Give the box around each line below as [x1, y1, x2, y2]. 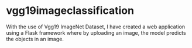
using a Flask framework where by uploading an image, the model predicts [6, 29, 186, 36]
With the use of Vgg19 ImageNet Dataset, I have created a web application [6, 23, 186, 30]
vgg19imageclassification [6, 4, 135, 17]
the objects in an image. [6, 35, 64, 42]
